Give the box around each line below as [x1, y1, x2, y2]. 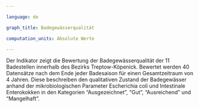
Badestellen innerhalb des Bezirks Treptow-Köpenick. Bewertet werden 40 [6, 63, 189, 70]
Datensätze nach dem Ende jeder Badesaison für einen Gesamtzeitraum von [6, 70, 194, 77]
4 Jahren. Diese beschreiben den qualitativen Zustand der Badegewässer [6, 76, 187, 84]
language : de [6, 14, 39, 20]
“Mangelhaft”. [6, 95, 40, 102]
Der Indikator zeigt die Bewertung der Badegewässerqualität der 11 [6, 57, 170, 64]
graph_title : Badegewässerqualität [6, 24, 95, 30]
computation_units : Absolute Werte [6, 35, 95, 42]
